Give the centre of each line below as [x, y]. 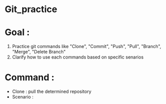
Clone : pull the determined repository [52, 91]
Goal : [17, 33]
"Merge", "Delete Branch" [39, 52]
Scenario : [23, 97]
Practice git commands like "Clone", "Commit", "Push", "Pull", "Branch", [87, 46]
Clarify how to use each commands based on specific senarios [78, 57]
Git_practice [31, 9]
